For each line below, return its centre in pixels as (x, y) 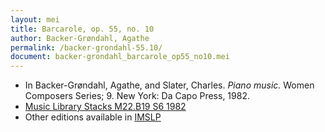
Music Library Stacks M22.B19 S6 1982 (105, 107)
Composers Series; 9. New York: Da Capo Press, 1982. (137, 96)
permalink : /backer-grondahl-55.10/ (86, 47)
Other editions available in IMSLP (93, 117)
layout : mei (35, 19)
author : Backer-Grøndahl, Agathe (80, 38)
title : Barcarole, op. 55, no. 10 (82, 29)
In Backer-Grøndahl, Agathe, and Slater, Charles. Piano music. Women (169, 85)
